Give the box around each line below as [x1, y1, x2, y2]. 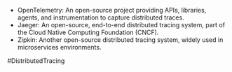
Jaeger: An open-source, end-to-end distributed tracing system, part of [17, 21, 226, 29]
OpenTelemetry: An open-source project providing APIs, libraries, [17, 6, 207, 14]
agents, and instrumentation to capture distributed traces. [17, 13, 184, 22]
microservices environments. [17, 43, 102, 51]
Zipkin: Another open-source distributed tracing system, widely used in [17, 36, 224, 44]
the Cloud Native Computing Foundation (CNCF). [17, 28, 159, 36]
